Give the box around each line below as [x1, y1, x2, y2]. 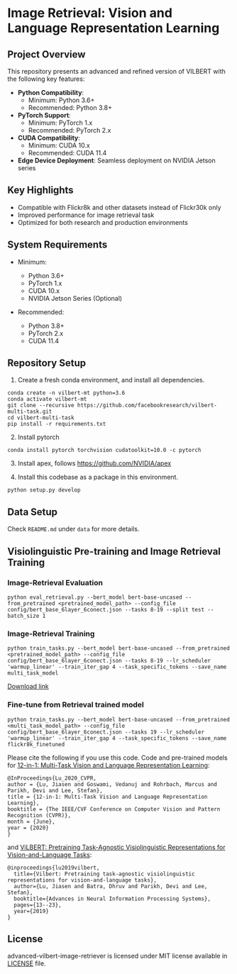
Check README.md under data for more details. [7, 525, 140, 533]
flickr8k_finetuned [7, 741, 65, 748]
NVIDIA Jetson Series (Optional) [28, 294, 123, 302]
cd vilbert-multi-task [7, 414, 75, 421]
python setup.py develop [7, 487, 81, 494]
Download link [7, 682, 50, 691]
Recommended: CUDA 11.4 [28, 149, 107, 157]
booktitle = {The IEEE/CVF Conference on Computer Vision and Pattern [7, 805, 221, 813]
